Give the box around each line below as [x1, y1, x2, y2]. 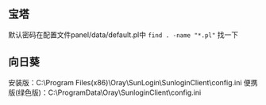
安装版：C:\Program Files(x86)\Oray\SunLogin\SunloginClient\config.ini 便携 [8, 77, 258, 87]
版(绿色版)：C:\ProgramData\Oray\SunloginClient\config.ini [8, 88, 202, 97]
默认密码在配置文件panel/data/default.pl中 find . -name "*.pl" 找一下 [8, 30, 239, 39]
